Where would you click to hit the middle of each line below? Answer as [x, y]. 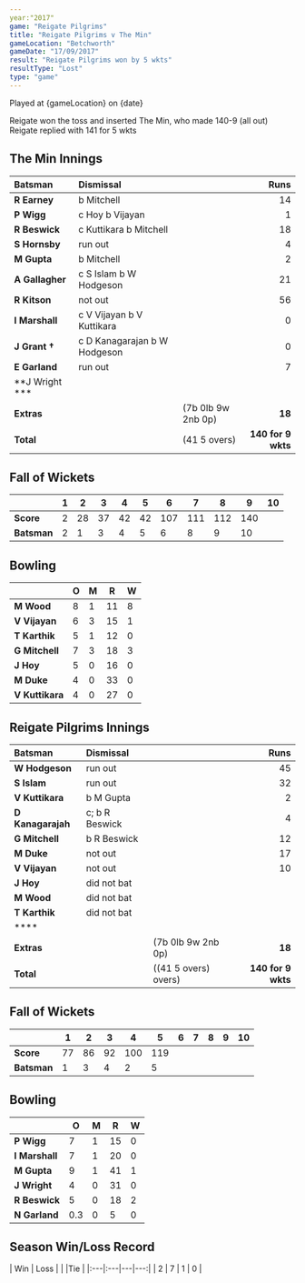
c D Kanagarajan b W [123, 340]
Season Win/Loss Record [82, 1247]
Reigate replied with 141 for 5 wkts [73, 130]
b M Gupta [108, 798]
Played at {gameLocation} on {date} [76, 103]
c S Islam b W [108, 274]
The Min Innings [56, 159]
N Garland [36, 1215]
